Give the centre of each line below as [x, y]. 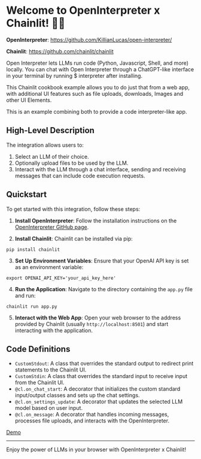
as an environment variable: [49, 267]
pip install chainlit [33, 249]
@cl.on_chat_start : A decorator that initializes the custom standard [98, 389]
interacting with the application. [54, 330]
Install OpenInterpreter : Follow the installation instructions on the [96, 221]
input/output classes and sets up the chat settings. [77, 395]
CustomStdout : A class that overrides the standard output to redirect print [104, 364]
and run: [25, 295]
